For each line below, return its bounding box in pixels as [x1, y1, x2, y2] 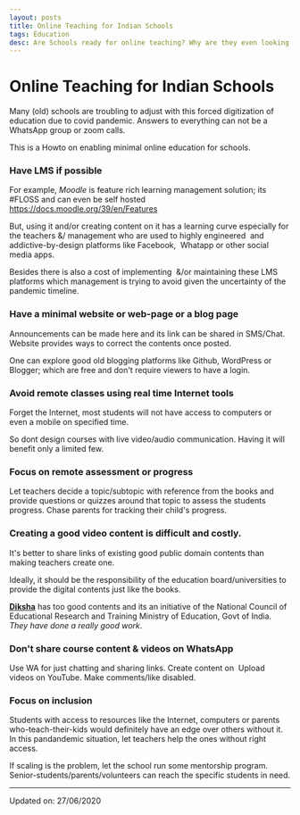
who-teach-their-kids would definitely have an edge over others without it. [9, 724, 284, 735]
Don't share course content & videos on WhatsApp [9, 642, 234, 654]
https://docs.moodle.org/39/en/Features [9, 204, 158, 214]
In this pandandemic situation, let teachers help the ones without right [9, 734, 266, 744]
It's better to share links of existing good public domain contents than [9, 547, 265, 558]
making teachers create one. [9, 557, 115, 568]
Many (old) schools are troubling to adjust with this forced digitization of [9, 106, 274, 117]
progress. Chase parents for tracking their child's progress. [9, 505, 228, 516]
